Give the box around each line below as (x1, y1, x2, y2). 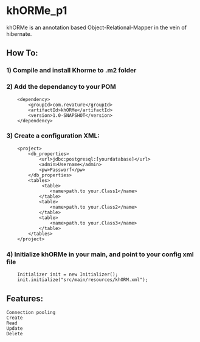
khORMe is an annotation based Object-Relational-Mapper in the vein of (6, 24, 187, 31)
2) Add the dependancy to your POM (6, 83, 117, 91)
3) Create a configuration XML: (6, 131, 100, 140)
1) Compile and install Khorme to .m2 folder (6, 66, 137, 75)
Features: (6, 293, 44, 304)
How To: (6, 48, 38, 58)
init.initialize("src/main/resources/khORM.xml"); (17, 277, 148, 283)
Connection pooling (6, 309, 56, 315)
